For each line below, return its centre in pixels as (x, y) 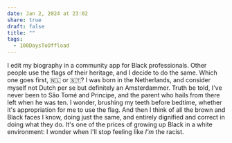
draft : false (26, 26)
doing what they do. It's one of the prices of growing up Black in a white (110, 124)
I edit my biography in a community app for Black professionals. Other (107, 65)
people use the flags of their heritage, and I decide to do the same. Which (113, 73)
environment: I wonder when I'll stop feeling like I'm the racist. (96, 132)
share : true (24, 20)
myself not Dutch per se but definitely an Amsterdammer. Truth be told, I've (115, 88)
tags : (15, 39)
